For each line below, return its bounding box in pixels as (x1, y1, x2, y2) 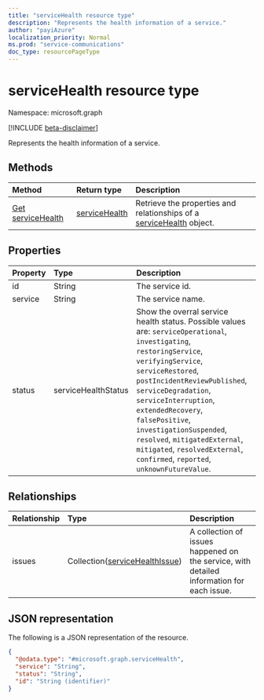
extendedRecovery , (136, 404, 203, 415)
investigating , (136, 335, 191, 346)
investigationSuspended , (136, 423, 228, 434)
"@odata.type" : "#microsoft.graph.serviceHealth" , (15, 655, 185, 664)
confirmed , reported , (136, 453, 211, 464)
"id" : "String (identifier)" (15, 677, 111, 685)
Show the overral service (136, 306, 229, 317)
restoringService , (136, 345, 203, 356)
